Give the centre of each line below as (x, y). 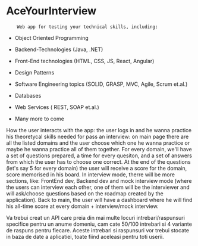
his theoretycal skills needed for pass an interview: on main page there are (98, 136)
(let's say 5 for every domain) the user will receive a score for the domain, (97, 168)
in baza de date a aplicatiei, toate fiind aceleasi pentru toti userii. (85, 236)
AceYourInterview (51, 11)
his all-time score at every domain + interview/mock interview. (82, 206)
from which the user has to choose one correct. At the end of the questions (99, 161)
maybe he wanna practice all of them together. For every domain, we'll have (99, 149)
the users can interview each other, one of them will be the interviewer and (98, 187)
